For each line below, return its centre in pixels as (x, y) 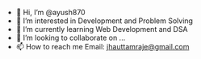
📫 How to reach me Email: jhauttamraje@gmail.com (103, 47)
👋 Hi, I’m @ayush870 (51, 12)
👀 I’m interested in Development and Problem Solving (105, 21)
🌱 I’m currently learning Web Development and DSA (102, 29)
